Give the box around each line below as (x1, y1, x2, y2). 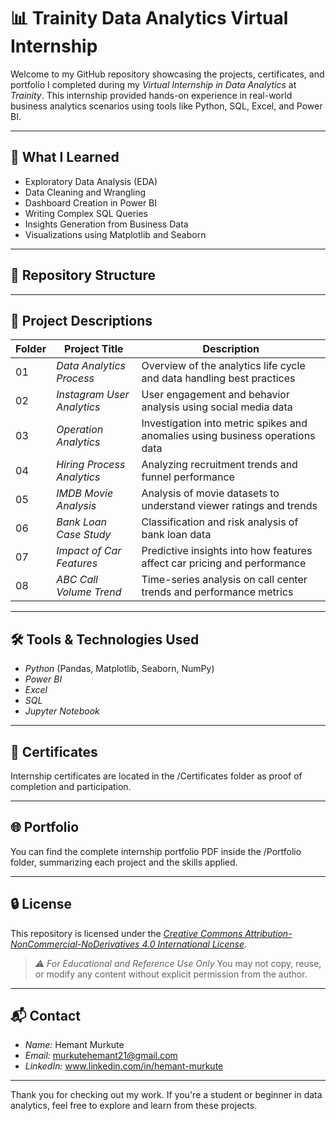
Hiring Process (56, 458, 126, 472)
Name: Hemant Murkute (24, 1039, 125, 1051)
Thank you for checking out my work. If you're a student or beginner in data (10, 1089, 323, 1101)
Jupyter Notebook (24, 705, 100, 717)
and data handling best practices (141, 371, 296, 385)
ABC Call (56, 573, 98, 587)
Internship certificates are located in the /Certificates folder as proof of (10, 770, 303, 782)
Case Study (56, 528, 112, 542)
